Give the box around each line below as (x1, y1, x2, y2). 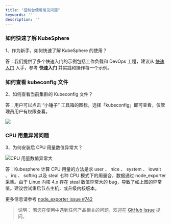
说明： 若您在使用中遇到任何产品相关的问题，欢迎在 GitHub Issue (17, 207, 155, 213)
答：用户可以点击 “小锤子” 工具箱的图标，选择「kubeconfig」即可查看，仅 (5, 102, 161, 108)
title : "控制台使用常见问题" (5, 7, 60, 13)
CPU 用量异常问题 (5, 132, 50, 139)
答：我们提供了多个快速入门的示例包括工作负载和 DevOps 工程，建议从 (5, 58, 155, 64)
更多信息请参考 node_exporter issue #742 (5, 196, 93, 202)
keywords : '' (5, 12, 33, 17)
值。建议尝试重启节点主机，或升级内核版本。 (5, 185, 100, 191)
